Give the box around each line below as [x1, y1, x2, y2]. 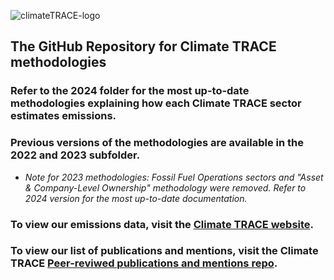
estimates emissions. [10, 109, 117, 123]
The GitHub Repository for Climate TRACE [10, 38, 277, 55]
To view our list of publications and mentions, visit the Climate [10, 244, 319, 258]
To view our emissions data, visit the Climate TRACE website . [10, 217, 315, 231]
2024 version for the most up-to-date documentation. [24, 192, 248, 204]
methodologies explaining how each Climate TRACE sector [10, 96, 302, 110]
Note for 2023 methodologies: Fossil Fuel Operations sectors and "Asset [24, 171, 324, 183]
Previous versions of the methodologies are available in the [10, 136, 305, 150]
